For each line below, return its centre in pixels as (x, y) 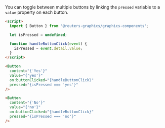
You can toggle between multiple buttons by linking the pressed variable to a (83, 7)
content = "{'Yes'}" (29, 71)
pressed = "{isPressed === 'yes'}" (44, 85)
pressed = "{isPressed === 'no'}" (43, 116)
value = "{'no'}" (25, 107)
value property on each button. (37, 12)
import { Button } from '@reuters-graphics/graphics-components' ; (79, 26)
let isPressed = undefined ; (39, 35)
